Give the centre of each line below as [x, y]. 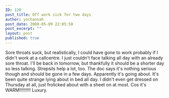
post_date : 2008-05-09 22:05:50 [39, 24]
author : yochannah [24, 19]
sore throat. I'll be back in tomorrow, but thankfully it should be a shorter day [85, 63]
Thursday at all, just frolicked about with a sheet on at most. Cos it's [76, 84]
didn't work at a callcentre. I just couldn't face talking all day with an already [84, 58]
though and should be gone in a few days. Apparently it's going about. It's [82, 74]
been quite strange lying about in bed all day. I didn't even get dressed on [82, 79]
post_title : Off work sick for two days [48, 15]
